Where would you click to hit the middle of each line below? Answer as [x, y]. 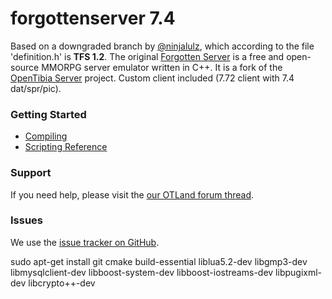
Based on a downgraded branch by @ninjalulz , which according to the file [162, 46]
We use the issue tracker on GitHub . [85, 242]
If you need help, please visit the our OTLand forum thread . [132, 194]
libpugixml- [299, 272]
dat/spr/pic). [36, 88]
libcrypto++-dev [62, 283]
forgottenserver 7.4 [93, 18]
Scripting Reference [66, 147]
